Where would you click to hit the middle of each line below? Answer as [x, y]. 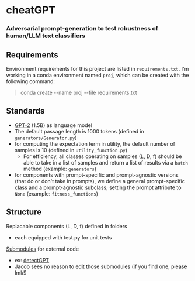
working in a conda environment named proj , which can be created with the [97, 75]
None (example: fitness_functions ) [56, 193]
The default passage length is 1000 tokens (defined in [79, 131]
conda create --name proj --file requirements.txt [79, 92]
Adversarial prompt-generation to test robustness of [82, 29]
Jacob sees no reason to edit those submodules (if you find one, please [101, 266]
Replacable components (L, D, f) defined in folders [67, 226]
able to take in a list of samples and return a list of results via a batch [106, 162]
